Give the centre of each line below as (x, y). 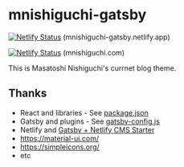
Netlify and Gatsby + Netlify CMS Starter (87, 129)
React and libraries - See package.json (84, 112)
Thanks (28, 94)
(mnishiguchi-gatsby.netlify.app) (117, 37)
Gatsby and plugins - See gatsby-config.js (90, 121)
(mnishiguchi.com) (94, 52)
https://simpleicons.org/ (60, 147)
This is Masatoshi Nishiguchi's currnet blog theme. (92, 68)
